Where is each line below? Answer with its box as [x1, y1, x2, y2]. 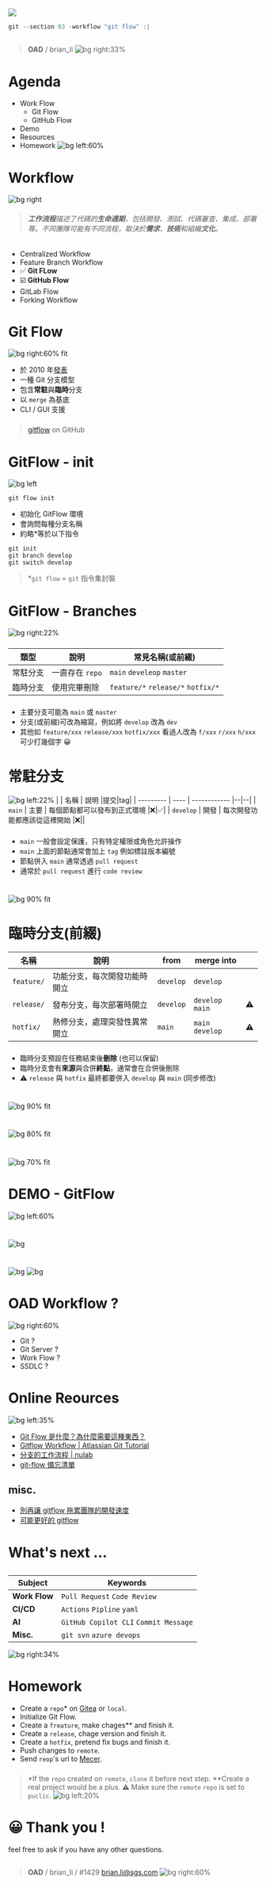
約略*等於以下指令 [19, 529, 79, 539]
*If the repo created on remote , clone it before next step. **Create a [27, 1774, 249, 1784]
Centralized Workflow [19, 249, 91, 258]
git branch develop [8, 551, 73, 560]
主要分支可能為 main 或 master [19, 708, 117, 717]
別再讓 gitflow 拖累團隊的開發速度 [19, 1505, 130, 1515]
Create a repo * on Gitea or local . [19, 1704, 127, 1713]
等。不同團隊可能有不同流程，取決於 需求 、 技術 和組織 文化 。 [27, 223, 222, 233]
